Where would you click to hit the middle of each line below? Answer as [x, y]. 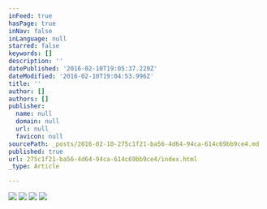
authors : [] [28, 99]
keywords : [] [30, 53]
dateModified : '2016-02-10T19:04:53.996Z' [81, 76]
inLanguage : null [38, 38]
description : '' [36, 62]
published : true [36, 151]
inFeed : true [30, 16]
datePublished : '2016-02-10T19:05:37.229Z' [83, 69]
